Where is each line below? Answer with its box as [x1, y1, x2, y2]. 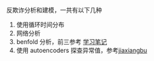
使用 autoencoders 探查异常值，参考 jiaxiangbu [16, 47, 148, 54]
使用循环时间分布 [16, 21, 65, 29]
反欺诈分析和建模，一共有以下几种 [6, 6, 102, 14]
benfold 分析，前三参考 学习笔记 [16, 38, 107, 46]
